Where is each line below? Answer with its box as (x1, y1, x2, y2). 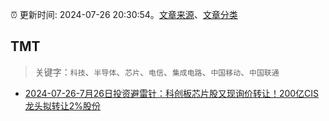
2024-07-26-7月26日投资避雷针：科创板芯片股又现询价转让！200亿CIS (24, 87, 320, 99)
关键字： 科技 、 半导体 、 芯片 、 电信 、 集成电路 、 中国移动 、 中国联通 (34, 66, 280, 78)
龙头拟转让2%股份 (24, 99, 102, 112)
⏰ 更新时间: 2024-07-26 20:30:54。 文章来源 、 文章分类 (10, 9, 238, 20)
